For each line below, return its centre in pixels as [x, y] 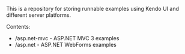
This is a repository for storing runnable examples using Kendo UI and [92, 9]
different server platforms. [38, 15]
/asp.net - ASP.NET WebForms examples [66, 45]
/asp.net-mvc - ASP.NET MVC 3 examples [67, 38]
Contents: [18, 27]
